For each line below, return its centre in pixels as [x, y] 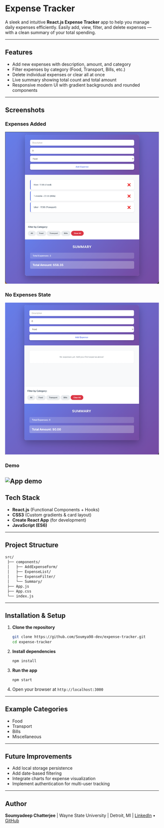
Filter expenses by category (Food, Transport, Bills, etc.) [69, 69]
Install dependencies [34, 652]
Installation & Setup [35, 616]
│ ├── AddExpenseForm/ [32, 567]
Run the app [25, 670]
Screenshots [25, 110]
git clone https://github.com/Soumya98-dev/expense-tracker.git [79, 637]
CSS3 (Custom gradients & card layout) [52, 515]
